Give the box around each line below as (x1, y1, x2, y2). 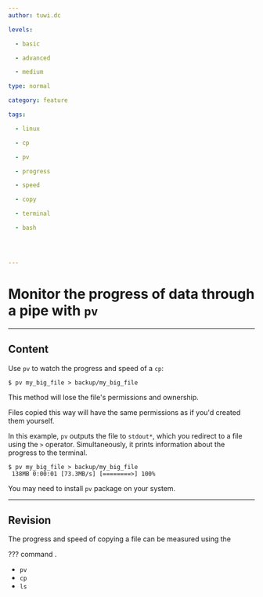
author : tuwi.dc (8, 11, 61, 20)
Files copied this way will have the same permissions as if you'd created (8, 407, 241, 417)
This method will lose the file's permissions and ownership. (8, 392, 200, 402)
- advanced (15, 54, 51, 62)
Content (8, 343, 49, 356)
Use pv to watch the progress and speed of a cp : (8, 363, 164, 373)
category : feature (8, 96, 68, 104)
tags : (8, 111, 26, 118)
